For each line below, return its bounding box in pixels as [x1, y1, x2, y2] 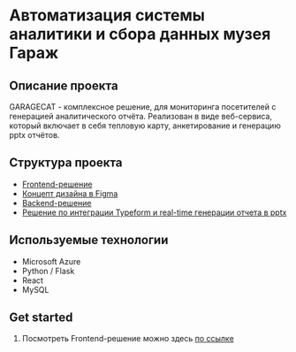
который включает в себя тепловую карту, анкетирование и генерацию [9, 120, 281, 131]
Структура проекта [9, 156, 123, 171]
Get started [9, 310, 73, 325]
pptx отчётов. [9, 130, 60, 140]
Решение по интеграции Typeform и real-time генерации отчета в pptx [21, 207, 287, 218]
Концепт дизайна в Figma [21, 187, 118, 199]
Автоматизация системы [9, 5, 206, 26]
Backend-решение [21, 197, 92, 208]
